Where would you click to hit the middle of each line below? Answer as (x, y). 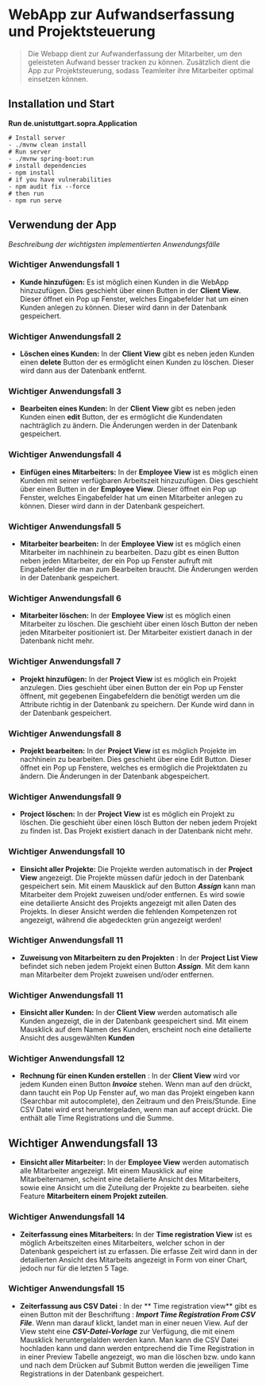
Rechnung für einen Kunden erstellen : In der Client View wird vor (130, 1076)
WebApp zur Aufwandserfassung (121, 15)
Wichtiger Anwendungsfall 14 (67, 1217)
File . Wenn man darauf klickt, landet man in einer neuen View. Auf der (134, 1322)
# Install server (37, 138)
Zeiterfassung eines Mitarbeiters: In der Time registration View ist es (136, 1234)
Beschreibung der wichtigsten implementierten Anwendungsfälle (114, 244)
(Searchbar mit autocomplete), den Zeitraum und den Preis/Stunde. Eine (138, 1101)
